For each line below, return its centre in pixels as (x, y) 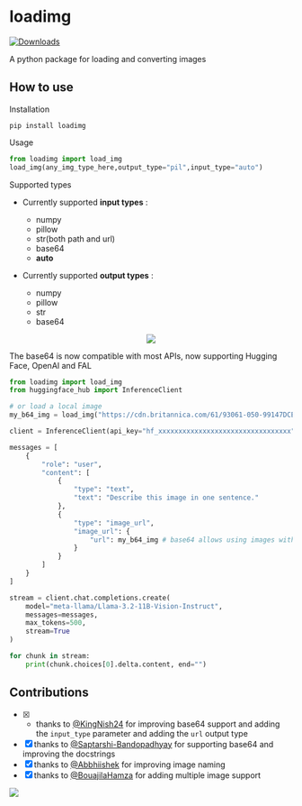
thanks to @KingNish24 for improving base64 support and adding (158, 724)
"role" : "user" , (72, 464)
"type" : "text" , (104, 490)
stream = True (48, 632)
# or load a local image (56, 407)
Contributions (49, 693)
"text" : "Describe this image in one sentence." (166, 498)
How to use (41, 87)
